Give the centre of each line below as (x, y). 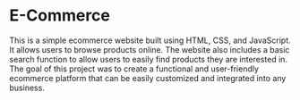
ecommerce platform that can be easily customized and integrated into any (148, 78)
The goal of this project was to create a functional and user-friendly (134, 69)
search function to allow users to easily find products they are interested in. (149, 59)
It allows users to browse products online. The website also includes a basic (150, 49)
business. (27, 87)
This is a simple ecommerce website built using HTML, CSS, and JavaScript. (150, 40)
